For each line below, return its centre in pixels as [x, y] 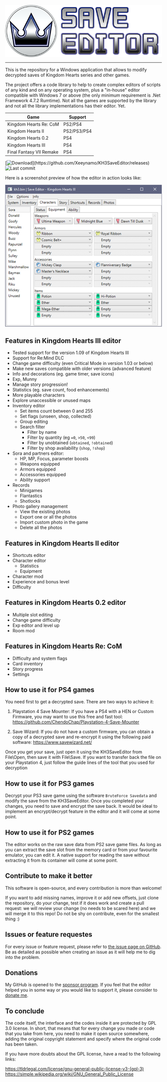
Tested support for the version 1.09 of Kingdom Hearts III [71, 353]
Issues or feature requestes [49, 935]
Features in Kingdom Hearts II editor [62, 543]
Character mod [28, 576]
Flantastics [31, 496]
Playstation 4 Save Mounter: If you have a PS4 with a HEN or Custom [83, 712]
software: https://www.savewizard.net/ [52, 742]
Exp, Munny [25, 379]
